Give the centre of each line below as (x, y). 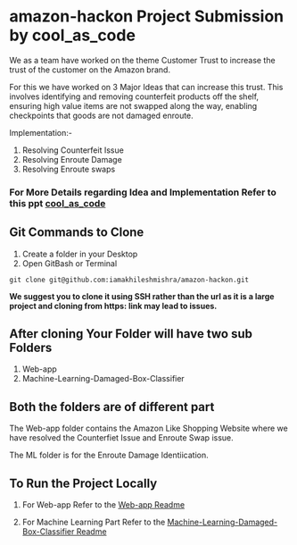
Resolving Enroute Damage (72, 159)
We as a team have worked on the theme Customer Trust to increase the (142, 60)
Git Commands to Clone (77, 233)
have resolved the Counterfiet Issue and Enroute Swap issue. (121, 438)
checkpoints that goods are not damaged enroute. (101, 115)
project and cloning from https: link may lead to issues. (113, 306)
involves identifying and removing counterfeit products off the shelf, (134, 96)
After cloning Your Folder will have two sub (131, 334)
